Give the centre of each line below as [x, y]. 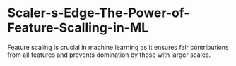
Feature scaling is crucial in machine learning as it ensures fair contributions [118, 47]
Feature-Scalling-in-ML [78, 28]
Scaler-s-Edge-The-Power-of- [99, 13]
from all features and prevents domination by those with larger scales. [109, 55]
